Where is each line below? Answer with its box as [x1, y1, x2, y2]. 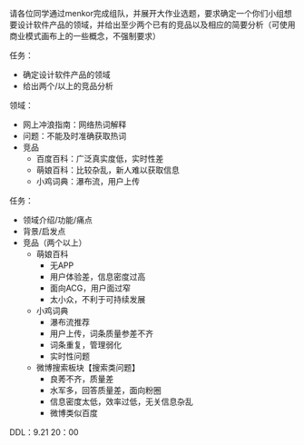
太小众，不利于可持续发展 [49, 294, 146, 304]
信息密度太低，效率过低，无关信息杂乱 [49, 396, 193, 407]
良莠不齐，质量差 [49, 373, 114, 384]
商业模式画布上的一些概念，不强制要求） [9, 31, 161, 41]
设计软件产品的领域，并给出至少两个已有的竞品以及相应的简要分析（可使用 [16, 19, 296, 30]
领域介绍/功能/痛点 [22, 214, 93, 225]
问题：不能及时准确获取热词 [22, 131, 127, 141]
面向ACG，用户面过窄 [49, 282, 132, 293]
